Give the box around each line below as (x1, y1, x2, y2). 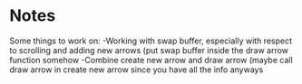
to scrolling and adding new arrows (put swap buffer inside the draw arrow (9, 44, 288, 55)
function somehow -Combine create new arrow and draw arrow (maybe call (9, 54, 293, 65)
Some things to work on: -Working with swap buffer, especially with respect (9, 35, 293, 46)
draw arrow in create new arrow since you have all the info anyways (9, 64, 264, 75)
